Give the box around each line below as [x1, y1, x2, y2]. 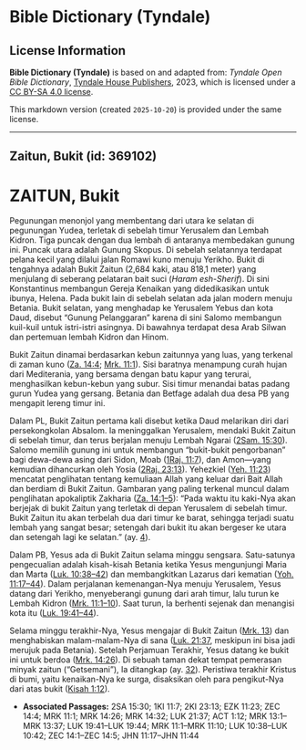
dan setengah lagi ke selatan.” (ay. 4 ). [9, 532, 151, 543]
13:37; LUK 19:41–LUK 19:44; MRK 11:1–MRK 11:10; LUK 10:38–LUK [42, 721, 288, 732]
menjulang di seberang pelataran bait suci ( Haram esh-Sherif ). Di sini [9, 274, 270, 285]
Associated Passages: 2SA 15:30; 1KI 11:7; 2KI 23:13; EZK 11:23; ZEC [22, 701, 280, 713]
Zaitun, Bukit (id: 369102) [9, 149, 158, 164]
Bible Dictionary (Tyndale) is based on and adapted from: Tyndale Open [9, 67, 282, 78]
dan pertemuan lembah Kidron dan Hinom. [9, 331, 169, 343]
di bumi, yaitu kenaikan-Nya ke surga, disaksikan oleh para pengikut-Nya [9, 673, 284, 685]
